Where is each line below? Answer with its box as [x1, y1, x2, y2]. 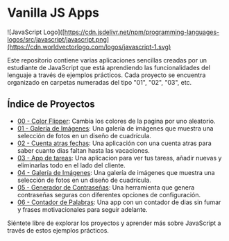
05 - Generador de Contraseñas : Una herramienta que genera [17, 183, 195, 192]
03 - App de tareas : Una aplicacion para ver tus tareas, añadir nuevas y [17, 153, 222, 162]
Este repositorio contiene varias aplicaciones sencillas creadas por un [7, 56, 207, 64]
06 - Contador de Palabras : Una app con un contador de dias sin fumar [17, 198, 221, 206]
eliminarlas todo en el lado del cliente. [17, 161, 126, 169]
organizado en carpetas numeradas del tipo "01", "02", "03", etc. [7, 78, 192, 86]
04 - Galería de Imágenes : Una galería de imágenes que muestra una [17, 168, 215, 176]
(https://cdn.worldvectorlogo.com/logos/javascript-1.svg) [7, 42, 171, 51]
